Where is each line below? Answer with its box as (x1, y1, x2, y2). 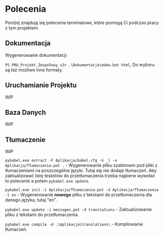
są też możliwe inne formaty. (5, 67, 63, 73)
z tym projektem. (5, 25, 39, 30)
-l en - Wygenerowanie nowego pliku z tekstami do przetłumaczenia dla (5, 192, 152, 198)
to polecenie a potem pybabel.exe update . (5, 178, 90, 184)
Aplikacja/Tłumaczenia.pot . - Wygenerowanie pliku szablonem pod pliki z (5, 162, 158, 168)
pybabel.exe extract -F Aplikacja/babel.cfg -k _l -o (5, 158, 117, 163)
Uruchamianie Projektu (5, 81, 77, 89)
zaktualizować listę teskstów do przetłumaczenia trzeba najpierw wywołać (5, 173, 155, 179)
